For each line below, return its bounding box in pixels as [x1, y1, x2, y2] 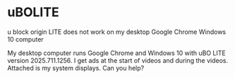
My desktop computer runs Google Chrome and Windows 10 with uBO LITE [7, 49, 226, 57]
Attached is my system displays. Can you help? [7, 63, 145, 72]
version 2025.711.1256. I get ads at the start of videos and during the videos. [7, 56, 228, 64]
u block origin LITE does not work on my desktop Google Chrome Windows [7, 28, 227, 36]
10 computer [7, 35, 44, 43]
